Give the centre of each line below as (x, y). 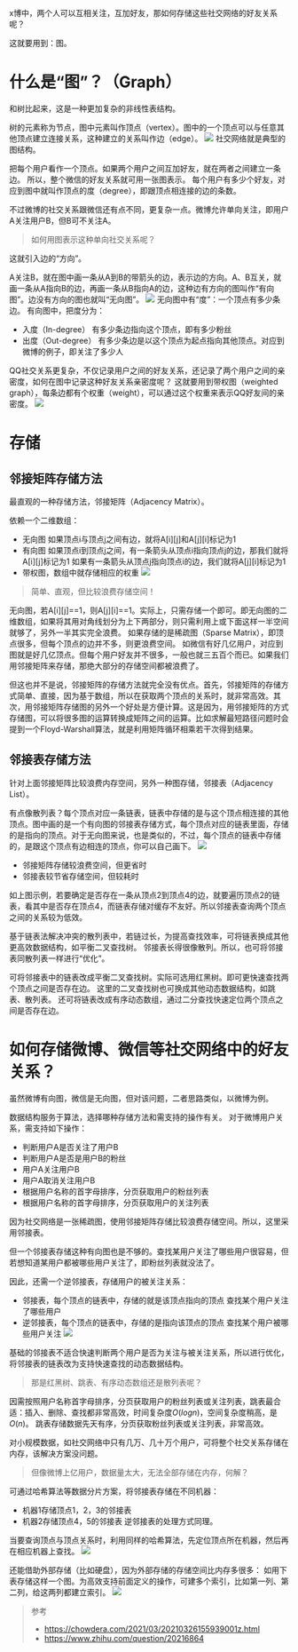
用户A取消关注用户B (59, 1180)
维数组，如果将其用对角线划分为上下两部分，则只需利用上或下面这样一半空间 (149, 621)
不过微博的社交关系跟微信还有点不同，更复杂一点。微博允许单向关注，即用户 (149, 209)
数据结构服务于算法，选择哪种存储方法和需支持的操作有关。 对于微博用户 (142, 1116)
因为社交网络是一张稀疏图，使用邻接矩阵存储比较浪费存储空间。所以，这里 (145, 1221)
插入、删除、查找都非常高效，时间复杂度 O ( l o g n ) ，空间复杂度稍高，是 (151, 1412)
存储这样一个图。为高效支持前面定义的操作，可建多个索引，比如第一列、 (149, 1581)
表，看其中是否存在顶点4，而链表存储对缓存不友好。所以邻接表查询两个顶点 (148, 906)
